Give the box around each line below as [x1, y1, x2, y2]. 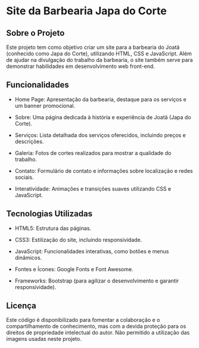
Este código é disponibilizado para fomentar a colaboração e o [6, 316, 160, 324]
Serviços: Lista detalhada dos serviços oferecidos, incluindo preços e [14, 131, 186, 138]
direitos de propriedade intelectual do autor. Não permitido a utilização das [6, 329, 190, 336]
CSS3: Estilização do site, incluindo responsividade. [14, 236, 142, 243]
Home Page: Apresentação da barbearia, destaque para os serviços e [14, 95, 186, 102]
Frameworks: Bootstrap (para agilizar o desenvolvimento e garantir [14, 277, 179, 284]
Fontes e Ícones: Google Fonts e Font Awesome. [14, 265, 133, 272]
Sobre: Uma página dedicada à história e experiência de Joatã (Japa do [14, 113, 192, 120]
